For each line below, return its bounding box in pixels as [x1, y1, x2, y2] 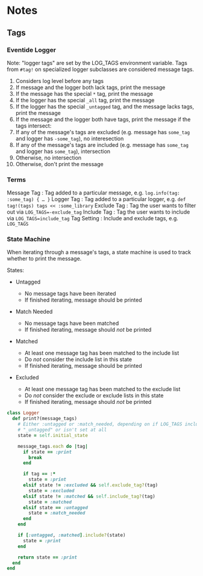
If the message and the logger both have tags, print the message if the [15, 116, 191, 123]
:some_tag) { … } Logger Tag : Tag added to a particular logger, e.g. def [7, 196, 186, 203]
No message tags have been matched [24, 320, 119, 327]
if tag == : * [22, 471, 56, 477]
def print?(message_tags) [12, 416, 78, 422]
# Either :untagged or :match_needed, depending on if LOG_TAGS [17, 421, 183, 427]
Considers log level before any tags [15, 77, 104, 84]
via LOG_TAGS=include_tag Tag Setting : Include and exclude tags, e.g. [7, 215, 178, 222]
